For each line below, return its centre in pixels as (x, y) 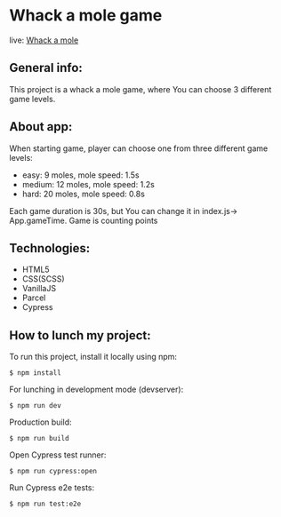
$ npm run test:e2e (45, 504)
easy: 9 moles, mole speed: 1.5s (80, 175)
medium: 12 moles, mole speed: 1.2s (88, 184)
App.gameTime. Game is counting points (84, 220)
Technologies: (50, 248)
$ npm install (36, 373)
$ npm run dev (36, 406)
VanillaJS (39, 289)
